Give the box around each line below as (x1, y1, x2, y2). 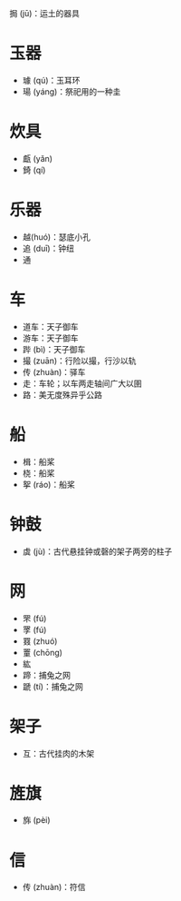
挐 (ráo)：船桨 (22, 479, 75, 490)
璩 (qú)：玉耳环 (22, 74, 81, 85)
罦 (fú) (22, 624, 47, 635)
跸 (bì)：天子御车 (22, 343, 86, 354)
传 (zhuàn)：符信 (22, 882, 86, 893)
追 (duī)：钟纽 (22, 243, 75, 253)
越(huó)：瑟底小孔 (22, 231, 90, 243)
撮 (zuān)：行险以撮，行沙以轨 (22, 355, 138, 366)
